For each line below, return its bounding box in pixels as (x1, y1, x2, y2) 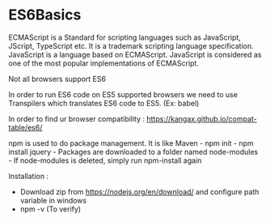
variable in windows (19, 195, 87, 205)
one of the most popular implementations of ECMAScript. (8, 58, 200, 68)
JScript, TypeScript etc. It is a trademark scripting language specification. (8, 41, 254, 50)
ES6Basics (8, 6, 82, 24)
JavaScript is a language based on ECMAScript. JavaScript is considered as (8, 49, 262, 59)
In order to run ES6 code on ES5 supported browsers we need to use (8, 89, 238, 99)
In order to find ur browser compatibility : (8, 113, 146, 123)
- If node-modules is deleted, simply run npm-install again (8, 156, 202, 165)
